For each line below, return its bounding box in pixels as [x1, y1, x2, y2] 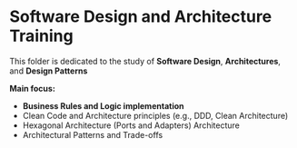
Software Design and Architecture [9, 6, 272, 27]
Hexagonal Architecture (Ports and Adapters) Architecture [22, 120, 241, 131]
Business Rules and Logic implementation [22, 100, 184, 111]
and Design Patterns [9, 65, 88, 76]
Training [9, 25, 74, 46]
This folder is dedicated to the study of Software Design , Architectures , [9, 55, 282, 66]
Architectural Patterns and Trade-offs [22, 129, 163, 140]
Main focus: [9, 83, 56, 94]
